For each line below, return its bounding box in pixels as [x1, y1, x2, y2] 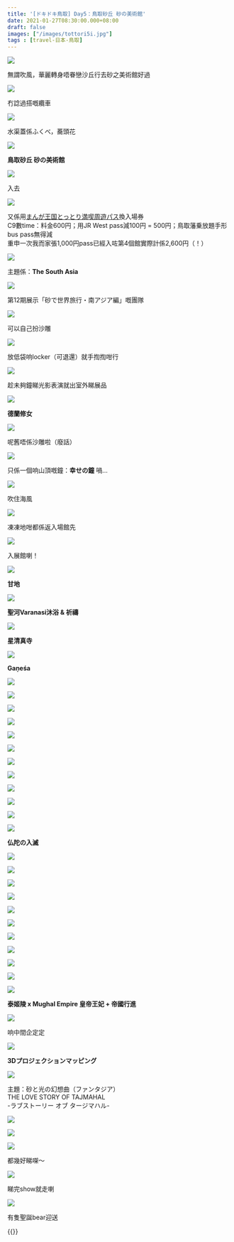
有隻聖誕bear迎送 [7, 1213, 59, 1221]
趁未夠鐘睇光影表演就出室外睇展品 [7, 381, 107, 390]
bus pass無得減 [7, 230, 53, 238]
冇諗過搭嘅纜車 [7, 99, 51, 107]
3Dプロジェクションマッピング [7, 1057, 97, 1065]
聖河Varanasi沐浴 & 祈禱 [7, 608, 79, 617]
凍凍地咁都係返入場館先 [7, 523, 76, 532]
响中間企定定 [7, 1028, 45, 1037]
